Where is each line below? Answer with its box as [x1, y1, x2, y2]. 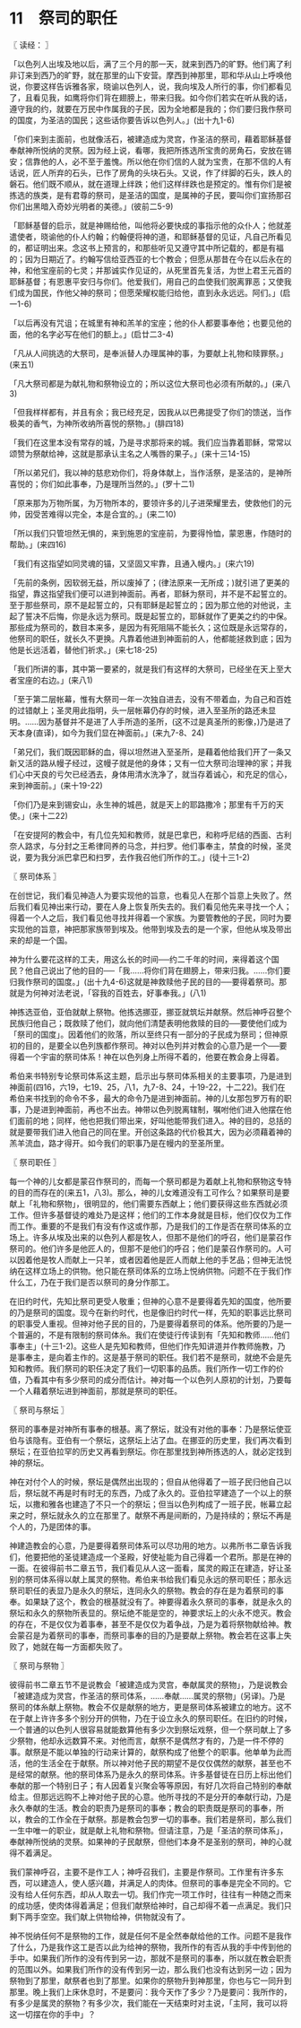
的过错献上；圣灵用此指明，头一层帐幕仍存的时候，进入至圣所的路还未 [9, 705, 269, 716]
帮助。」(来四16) [9, 539, 67, 550]
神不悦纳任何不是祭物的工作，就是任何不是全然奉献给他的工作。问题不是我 [9, 1930, 284, 1941]
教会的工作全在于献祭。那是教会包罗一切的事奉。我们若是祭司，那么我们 [24, 1814, 292, 1824]
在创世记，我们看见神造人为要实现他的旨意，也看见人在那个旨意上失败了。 [9, 890, 284, 901]
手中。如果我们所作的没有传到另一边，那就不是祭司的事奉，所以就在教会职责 [9, 1953, 292, 1963]
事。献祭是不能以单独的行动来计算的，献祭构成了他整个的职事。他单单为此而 [9, 1746, 292, 1757]
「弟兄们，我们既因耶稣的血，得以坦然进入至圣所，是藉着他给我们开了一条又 [9, 746, 292, 757]
